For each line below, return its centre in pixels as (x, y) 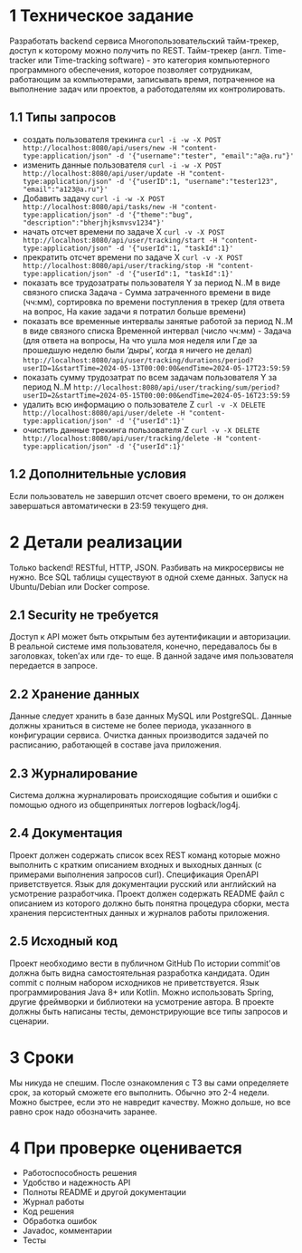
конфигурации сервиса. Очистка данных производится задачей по (139, 736)
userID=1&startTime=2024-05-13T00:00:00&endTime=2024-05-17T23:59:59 (156, 368)
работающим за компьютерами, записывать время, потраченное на (142, 79)
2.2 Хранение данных (75, 694)
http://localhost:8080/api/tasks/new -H (99, 207)
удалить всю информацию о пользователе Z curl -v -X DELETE (144, 404)
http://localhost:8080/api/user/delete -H (104, 413)
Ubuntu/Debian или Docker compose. (80, 586)
